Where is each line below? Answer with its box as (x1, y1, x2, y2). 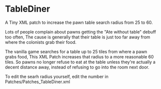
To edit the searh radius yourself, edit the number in (5, 73, 109, 79)
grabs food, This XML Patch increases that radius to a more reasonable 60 (5, 53, 154, 59)
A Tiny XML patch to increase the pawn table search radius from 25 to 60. (5, 19, 153, 25)
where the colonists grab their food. (5, 39, 77, 45)
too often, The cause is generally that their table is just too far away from (5, 34, 150, 40)
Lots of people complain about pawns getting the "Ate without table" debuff (5, 29, 156, 35)
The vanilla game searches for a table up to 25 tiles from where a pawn (5, 49, 147, 54)
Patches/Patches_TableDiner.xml (5, 79, 70, 85)
